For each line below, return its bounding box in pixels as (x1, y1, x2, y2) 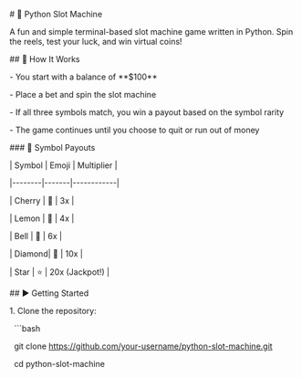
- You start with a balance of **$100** (9, 71, 158, 82)
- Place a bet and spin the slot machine (9, 89, 157, 100)
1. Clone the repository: (9, 306, 98, 316)
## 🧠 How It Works (9, 54, 80, 64)
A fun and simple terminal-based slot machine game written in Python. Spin (9, 26, 294, 37)
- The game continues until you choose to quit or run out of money (9, 124, 260, 135)
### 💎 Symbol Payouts (9, 142, 96, 152)
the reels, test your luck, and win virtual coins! (9, 37, 182, 47)
